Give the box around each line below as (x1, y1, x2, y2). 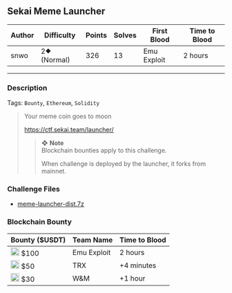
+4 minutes (119, 261, 157, 270)
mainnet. (41, 167, 67, 176)
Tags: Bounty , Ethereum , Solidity (7, 99, 100, 107)
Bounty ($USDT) (10, 235, 66, 245)
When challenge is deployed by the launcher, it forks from (41, 160, 206, 168)
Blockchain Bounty (7, 217, 72, 227)
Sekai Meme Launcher (7, 6, 106, 17)
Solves (113, 30, 137, 40)
